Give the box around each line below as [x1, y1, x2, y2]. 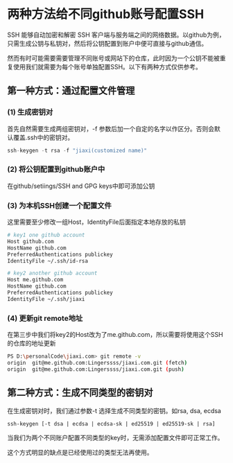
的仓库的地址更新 [7, 339, 56, 347]
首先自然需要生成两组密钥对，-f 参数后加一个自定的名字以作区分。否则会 [7, 124, 215, 132]
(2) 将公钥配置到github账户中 [7, 164, 105, 174]
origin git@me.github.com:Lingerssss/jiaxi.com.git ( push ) [7, 365, 185, 373]
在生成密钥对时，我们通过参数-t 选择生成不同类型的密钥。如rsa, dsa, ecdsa [7, 406, 222, 414]
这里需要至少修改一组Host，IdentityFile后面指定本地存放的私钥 [7, 218, 186, 226]
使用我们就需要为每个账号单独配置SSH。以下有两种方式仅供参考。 [12, 62, 202, 71]
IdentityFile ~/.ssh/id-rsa [7, 257, 89, 264]
